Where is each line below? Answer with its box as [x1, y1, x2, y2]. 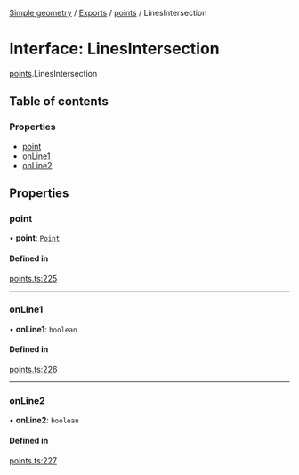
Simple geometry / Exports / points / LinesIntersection [9, 8, 207, 18]
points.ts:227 [9, 455, 58, 466]
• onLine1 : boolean [9, 323, 77, 334]
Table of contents [9, 94, 109, 110]
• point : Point [9, 233, 61, 243]
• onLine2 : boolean [9, 414, 79, 426]
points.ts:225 [9, 273, 58, 283]
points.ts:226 [9, 364, 58, 375]
